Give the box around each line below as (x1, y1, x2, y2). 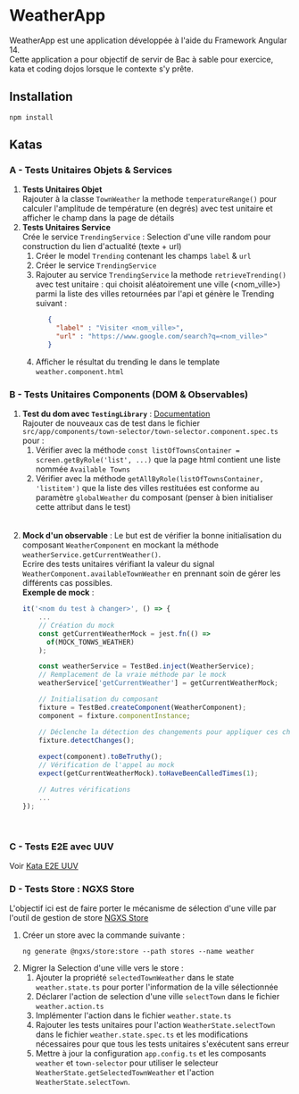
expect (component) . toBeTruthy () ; (38, 752, 163, 762)
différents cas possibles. (21, 578, 113, 589)
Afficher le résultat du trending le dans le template (35, 356, 220, 367)
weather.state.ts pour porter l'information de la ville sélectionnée (35, 981, 278, 992)
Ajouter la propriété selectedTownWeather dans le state (35, 973, 235, 983)
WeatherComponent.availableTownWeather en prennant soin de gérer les (21, 568, 281, 579)
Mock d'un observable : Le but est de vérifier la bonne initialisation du (21, 530, 282, 541)
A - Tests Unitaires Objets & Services (9, 164, 172, 177)
